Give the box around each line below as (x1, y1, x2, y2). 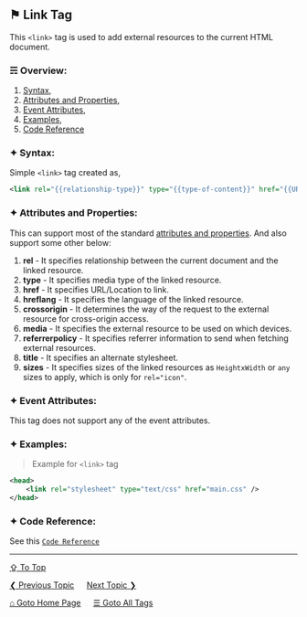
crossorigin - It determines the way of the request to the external (22, 303, 270, 314)
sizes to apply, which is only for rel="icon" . (22, 371, 187, 382)
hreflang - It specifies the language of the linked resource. (22, 293, 244, 304)
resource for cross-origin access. (22, 313, 149, 324)
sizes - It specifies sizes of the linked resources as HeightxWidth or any (22, 361, 291, 373)
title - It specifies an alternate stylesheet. (22, 352, 179, 363)
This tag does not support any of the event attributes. (9, 415, 211, 426)
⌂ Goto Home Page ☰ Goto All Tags (9, 598, 153, 609)
